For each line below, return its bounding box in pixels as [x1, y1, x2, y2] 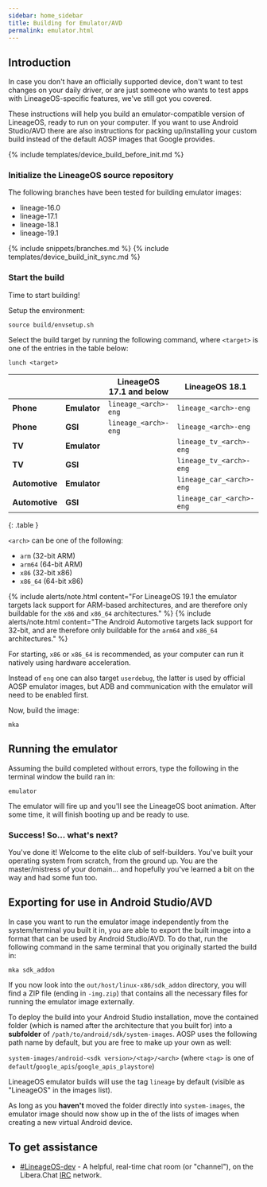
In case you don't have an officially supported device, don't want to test [8, 77, 243, 87]
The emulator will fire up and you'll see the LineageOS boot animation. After [8, 801, 257, 810]
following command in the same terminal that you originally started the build [8, 942, 257, 952]
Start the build [8, 272, 65, 283]
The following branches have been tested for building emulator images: [8, 188, 242, 197]
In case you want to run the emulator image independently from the [8, 917, 229, 926]
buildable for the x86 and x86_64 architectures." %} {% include [8, 609, 211, 618]
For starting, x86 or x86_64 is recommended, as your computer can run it [8, 649, 244, 659]
